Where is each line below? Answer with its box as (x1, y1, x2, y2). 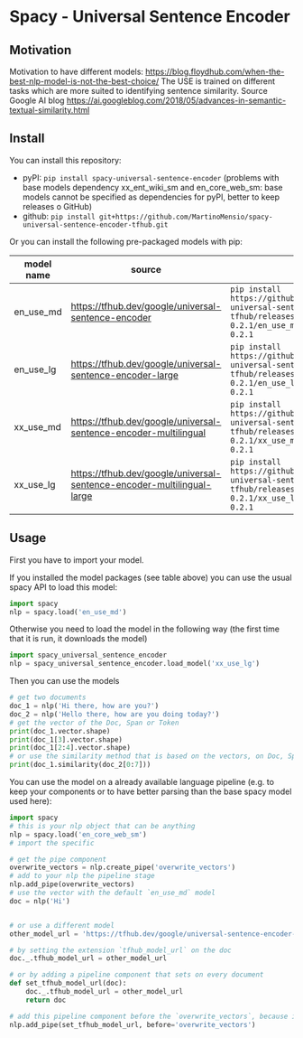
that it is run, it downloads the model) (9, 633, 148, 644)
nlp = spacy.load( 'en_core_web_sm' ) (9, 829, 147, 839)
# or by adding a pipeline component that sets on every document (9, 970, 264, 979)
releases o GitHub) (22, 201, 93, 211)
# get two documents (9, 693, 87, 702)
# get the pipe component (9, 855, 106, 864)
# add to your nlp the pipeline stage (9, 872, 155, 881)
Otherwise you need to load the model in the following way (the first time (9, 623, 280, 634)
